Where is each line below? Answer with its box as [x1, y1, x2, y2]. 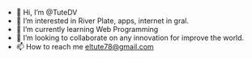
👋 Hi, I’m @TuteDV [15, 8, 78, 17]
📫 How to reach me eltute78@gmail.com [15, 42, 154, 51]
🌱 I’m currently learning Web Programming [15, 25, 159, 33]
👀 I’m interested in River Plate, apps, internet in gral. [15, 16, 189, 26]
